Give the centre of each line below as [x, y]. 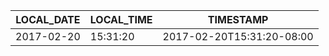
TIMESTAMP [238, 19]
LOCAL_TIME [121, 19]
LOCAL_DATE [48, 19]
